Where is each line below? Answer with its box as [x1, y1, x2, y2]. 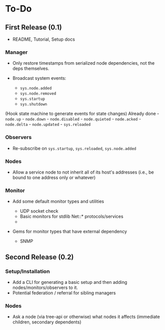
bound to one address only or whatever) [12, 174, 96, 181]
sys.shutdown [20, 102, 48, 107]
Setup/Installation [5, 268, 50, 275]
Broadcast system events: [12, 75, 67, 81]
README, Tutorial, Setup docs [12, 36, 75, 42]
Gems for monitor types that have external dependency [12, 229, 127, 235]
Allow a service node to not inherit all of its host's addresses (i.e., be [12, 169, 154, 175]
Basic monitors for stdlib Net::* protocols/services [20, 214, 124, 220]
